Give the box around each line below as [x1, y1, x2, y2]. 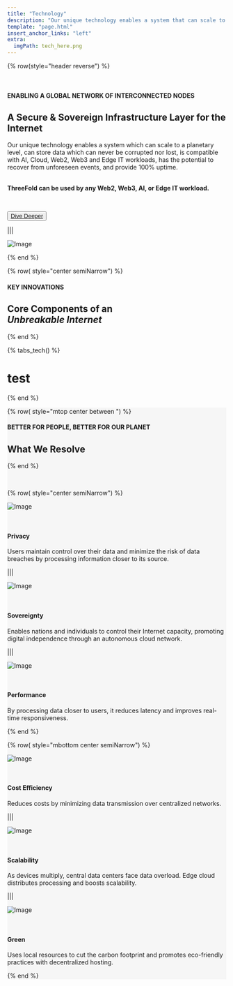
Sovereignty [7, 611, 44, 620]
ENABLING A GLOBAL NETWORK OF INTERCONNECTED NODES [7, 91, 195, 100]
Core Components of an [7, 303, 113, 315]
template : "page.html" [7, 23, 73, 30]
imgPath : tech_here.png [13, 43, 82, 50]
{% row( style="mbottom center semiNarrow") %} [7, 740, 151, 749]
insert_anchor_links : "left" [7, 29, 92, 37]
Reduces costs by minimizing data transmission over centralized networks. [7, 799, 222, 807]
